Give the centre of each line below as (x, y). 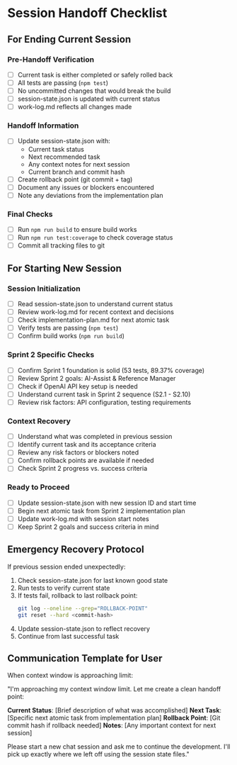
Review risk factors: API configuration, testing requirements (104, 402)
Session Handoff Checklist (87, 13)
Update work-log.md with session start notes (83, 518)
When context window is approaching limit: (70, 676)
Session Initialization (44, 289)
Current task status (56, 149)
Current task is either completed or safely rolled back (95, 74)
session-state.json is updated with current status (89, 99)
